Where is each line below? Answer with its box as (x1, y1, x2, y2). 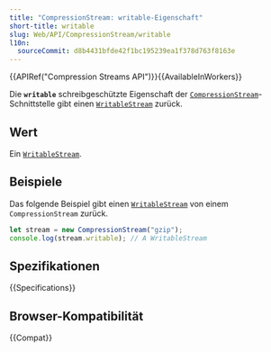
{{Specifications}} (9, 283, 77, 293)
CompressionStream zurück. (9, 208, 108, 219)
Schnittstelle (9, 98, 56, 109)
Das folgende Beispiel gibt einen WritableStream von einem (9, 198, 229, 209)
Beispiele (9, 175, 63, 190)
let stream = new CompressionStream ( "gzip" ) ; (9, 225, 183, 234)
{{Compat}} (9, 332, 52, 343)
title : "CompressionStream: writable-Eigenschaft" (9, 13, 203, 23)
